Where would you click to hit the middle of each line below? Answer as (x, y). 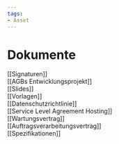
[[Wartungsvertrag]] (36, 119)
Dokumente (42, 55)
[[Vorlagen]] (25, 96)
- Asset (18, 20)
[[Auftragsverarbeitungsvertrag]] (54, 126)
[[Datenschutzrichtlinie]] (42, 104)
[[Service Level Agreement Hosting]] (60, 111)
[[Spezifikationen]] (34, 134)
